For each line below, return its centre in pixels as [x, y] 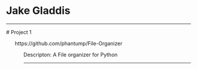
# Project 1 [19, 32]
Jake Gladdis [38, 11]
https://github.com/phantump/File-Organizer [68, 43]
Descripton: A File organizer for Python [70, 55]
